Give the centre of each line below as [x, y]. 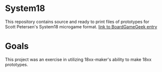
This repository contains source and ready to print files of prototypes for [77, 22]
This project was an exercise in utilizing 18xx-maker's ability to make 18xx [78, 59]
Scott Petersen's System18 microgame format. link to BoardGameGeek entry [81, 26]
